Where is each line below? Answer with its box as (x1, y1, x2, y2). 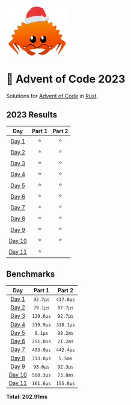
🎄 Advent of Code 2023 (6, 72, 126, 86)
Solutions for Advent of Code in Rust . (6, 92, 98, 99)
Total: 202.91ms (6, 393, 48, 400)
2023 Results (6, 110, 58, 120)
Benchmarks (6, 269, 55, 279)
